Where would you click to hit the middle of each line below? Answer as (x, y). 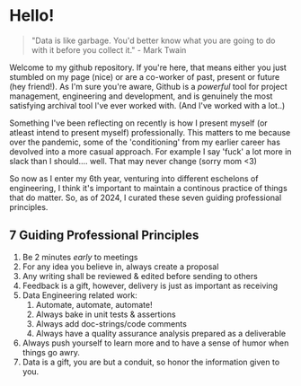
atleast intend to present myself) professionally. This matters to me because (150, 132)
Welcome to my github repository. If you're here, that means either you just (148, 67)
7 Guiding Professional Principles (104, 236)
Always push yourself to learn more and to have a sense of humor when (155, 343)
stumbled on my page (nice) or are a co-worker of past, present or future (145, 76)
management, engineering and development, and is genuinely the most (141, 96)
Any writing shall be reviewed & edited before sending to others (140, 276)
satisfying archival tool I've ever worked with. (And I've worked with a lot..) (147, 105)
